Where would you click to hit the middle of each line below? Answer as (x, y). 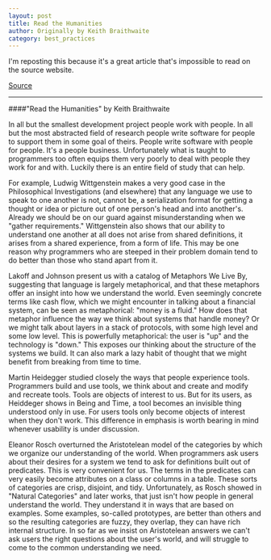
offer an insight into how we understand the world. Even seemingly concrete (135, 293)
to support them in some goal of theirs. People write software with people (131, 141)
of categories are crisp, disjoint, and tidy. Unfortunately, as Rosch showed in (135, 488)
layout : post (30, 16)
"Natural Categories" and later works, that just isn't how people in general (131, 496)
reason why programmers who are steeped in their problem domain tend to (133, 252)
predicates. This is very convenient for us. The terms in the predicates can (132, 470)
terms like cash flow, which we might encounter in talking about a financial (132, 302)
